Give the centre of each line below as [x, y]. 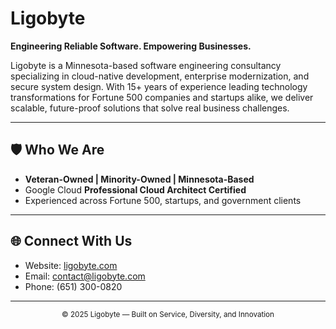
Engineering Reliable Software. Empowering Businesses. [131, 46]
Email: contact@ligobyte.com [85, 276]
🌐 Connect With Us [71, 241]
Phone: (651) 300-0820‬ [73, 286]
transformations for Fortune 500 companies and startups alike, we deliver [162, 97]
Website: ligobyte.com [71, 265]
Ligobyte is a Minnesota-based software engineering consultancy [146, 65]
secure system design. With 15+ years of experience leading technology [159, 86]
